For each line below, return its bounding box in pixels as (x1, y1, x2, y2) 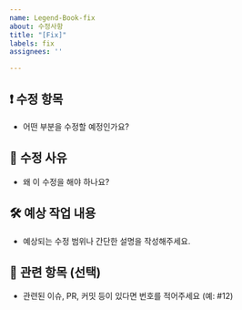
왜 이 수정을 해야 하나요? (22, 176, 110, 187)
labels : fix (9, 38, 55, 48)
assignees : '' (9, 47, 64, 57)
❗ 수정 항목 (9, 91, 64, 107)
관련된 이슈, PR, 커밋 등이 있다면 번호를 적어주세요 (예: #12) (22, 291, 234, 302)
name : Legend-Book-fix (9, 13, 96, 23)
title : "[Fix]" (9, 30, 67, 39)
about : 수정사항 (9, 22, 64, 31)
